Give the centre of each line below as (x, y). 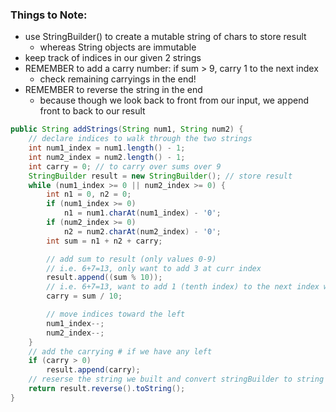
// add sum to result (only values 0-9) (131, 259)
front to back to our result (92, 111)
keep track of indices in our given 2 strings (113, 58)
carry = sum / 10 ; (84, 296)
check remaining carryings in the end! (118, 79)
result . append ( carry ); (93, 370)
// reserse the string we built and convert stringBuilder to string (176, 379)
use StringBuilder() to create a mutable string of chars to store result (165, 37)
